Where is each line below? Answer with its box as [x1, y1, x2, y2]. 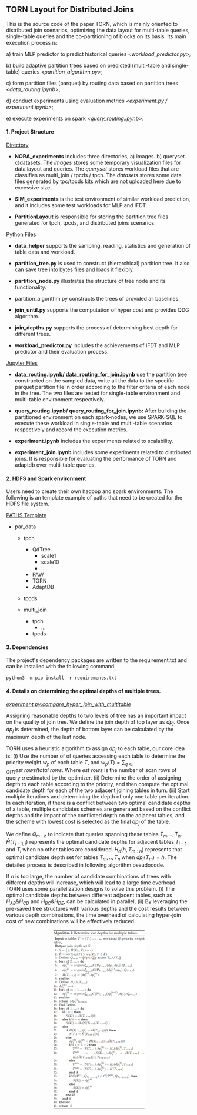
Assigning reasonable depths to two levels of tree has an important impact [6, 712, 186, 719]
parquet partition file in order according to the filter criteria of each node [14, 384, 190, 391]
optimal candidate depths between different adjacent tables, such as [6, 891, 172, 898]
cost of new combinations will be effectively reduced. [6, 918, 136, 925]
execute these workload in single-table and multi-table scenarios [14, 420, 172, 427]
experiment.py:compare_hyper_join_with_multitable [6, 700, 131, 708]
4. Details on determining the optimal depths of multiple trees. [6, 688, 161, 695]
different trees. [14, 331, 51, 338]
